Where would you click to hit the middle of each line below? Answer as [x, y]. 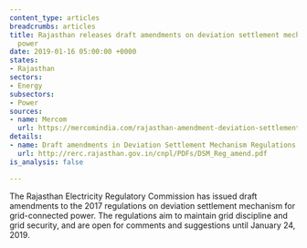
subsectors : [32, 94]
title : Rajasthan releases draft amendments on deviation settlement [145, 35]
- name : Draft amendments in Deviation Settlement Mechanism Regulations [153, 145]
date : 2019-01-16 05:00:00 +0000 [73, 52]
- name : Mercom [38, 119]
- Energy [26, 86]
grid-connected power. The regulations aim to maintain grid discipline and [148, 215]
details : [26, 137]
